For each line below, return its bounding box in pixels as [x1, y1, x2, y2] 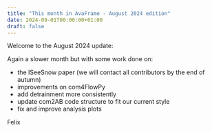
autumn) [17, 76, 41, 84]
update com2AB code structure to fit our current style [17, 98, 170, 106]
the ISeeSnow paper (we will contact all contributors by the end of [17, 68, 205, 76]
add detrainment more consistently [17, 90, 117, 98]
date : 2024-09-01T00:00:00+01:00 [7, 16, 103, 23]
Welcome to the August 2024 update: [7, 42, 114, 50]
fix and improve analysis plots [17, 104, 102, 113]
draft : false [7, 23, 45, 30]
